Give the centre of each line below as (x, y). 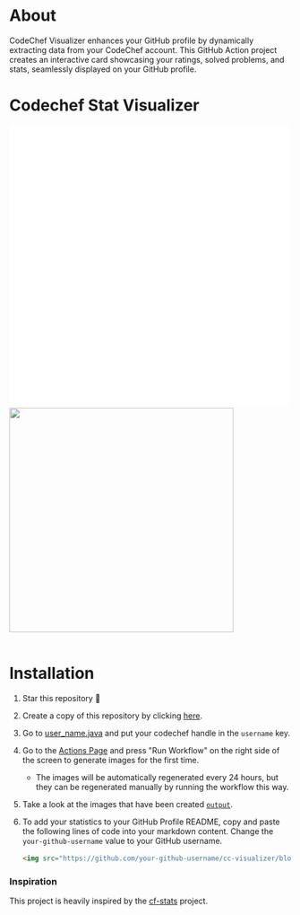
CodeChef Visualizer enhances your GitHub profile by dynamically (131, 40)
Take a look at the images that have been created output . (127, 804)
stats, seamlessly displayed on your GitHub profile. (103, 69)
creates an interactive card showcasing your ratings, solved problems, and (147, 59)
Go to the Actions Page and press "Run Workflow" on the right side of (151, 750)
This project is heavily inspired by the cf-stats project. (109, 901)
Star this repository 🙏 (61, 698)
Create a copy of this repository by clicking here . (112, 716)
